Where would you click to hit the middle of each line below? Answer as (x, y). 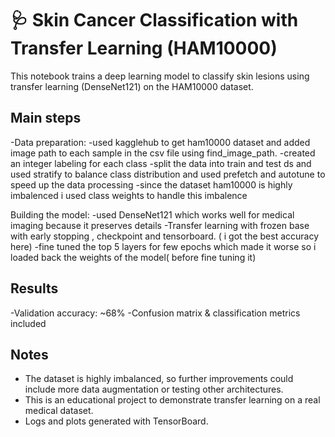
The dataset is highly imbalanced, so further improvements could (159, 379)
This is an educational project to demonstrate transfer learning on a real (172, 400)
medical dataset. (59, 411)
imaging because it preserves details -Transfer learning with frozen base (160, 225)
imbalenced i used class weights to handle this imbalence (129, 195)
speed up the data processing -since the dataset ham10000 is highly (151, 184)
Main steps (46, 118)
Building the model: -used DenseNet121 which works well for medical (152, 214)
